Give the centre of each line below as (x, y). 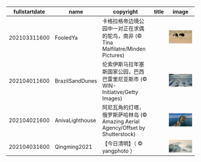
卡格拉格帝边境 (121, 21)
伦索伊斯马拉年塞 (123, 64)
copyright (125, 11)
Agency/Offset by (124, 128)
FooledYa (66, 38)
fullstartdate (29, 11)
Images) (112, 98)
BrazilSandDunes (76, 81)
